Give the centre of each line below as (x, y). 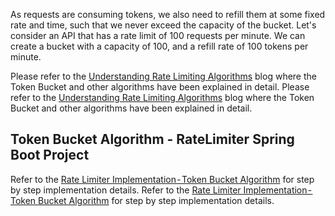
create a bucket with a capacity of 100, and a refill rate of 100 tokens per (159, 46)
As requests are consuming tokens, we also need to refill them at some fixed (168, 14)
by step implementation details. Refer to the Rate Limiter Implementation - (161, 190)
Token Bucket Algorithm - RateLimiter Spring (152, 139)
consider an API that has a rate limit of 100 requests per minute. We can (158, 35)
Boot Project (50, 155)
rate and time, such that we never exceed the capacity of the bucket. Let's (163, 25)
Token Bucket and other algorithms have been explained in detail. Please (160, 87)
